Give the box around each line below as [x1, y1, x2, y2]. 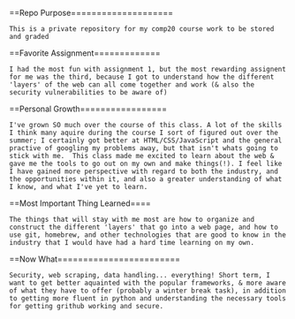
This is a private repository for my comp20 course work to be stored [9, 25, 275, 34]
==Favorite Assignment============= [9, 48, 161, 58]
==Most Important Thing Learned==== [9, 198, 152, 209]
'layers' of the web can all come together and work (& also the [9, 80, 254, 89]
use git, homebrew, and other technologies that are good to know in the [9, 231, 287, 239]
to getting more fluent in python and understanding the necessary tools [9, 294, 287, 303]
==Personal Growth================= [9, 103, 168, 114]
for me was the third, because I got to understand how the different [9, 72, 275, 81]
